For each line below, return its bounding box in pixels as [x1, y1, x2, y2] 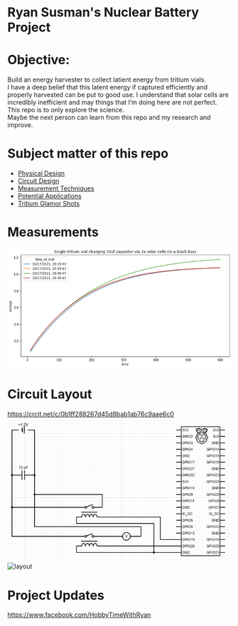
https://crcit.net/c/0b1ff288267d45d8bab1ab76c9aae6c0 [7, 410, 174, 419]
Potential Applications [17, 192, 82, 200]
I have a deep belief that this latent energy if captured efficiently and [7, 83, 208, 92]
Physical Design [17, 169, 65, 178]
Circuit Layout [7, 387, 92, 402]
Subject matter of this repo [7, 146, 169, 162]
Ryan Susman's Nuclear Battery [7, 4, 200, 21]
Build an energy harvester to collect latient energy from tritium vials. [7, 75, 206, 84]
